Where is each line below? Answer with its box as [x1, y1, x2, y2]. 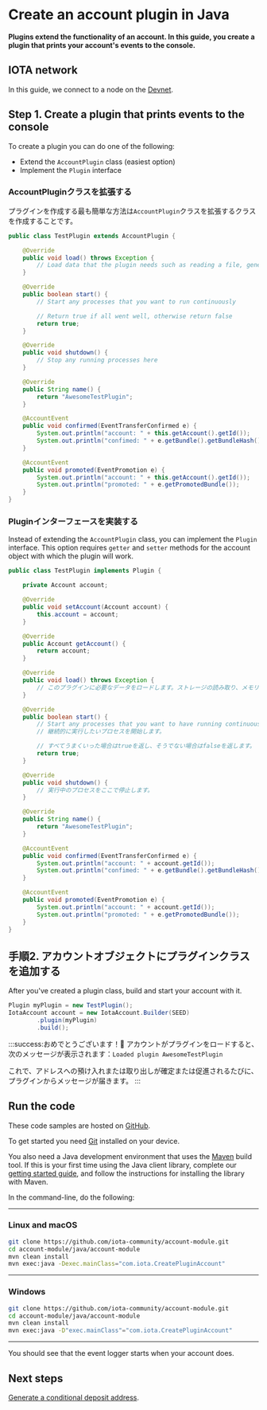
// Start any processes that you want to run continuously [37, 297, 237, 306]
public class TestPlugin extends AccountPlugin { [8, 232, 176, 240]
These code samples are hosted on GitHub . [8, 1121, 151, 1130]
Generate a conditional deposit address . [8, 1392, 139, 1402]
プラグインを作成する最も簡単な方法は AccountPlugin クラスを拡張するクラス [8, 206, 257, 216]
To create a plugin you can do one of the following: [8, 141, 175, 151]
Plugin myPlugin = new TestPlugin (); [8, 1001, 133, 1009]
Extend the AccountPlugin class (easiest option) [19, 157, 176, 166]
